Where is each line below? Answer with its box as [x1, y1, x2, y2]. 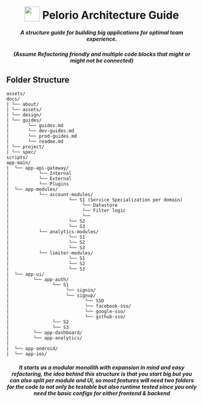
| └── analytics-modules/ [6, 228, 99, 235]
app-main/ [6, 160, 32, 166]
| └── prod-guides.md [6, 133, 78, 139]
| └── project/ [6, 143, 45, 150]
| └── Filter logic [6, 207, 126, 214]
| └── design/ [6, 112, 42, 118]
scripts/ [6, 154, 28, 160]
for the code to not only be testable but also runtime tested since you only [7, 383, 197, 390]
